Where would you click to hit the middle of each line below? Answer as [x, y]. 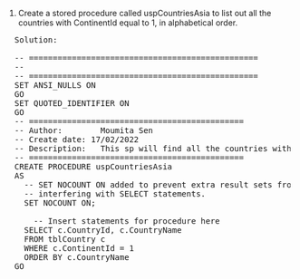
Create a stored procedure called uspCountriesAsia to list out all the [145, 13]
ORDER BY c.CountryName [77, 257]
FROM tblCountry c [65, 239]
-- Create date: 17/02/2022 [77, 139]
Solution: [36, 40]
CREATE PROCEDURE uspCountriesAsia [93, 167]
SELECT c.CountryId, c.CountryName [103, 230]
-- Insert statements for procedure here [126, 221]
